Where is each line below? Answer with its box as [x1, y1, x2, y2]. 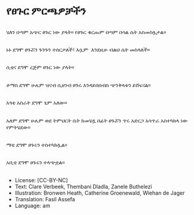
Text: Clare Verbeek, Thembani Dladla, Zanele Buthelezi [14, 183, 152, 190]
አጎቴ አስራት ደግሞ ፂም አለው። [6, 99, 67, 106]
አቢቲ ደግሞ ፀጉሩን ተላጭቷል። [6, 159, 65, 166]
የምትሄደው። [6, 124, 31, 131]
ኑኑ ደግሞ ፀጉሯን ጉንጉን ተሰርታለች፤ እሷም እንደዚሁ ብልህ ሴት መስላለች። [6, 46, 150, 53]
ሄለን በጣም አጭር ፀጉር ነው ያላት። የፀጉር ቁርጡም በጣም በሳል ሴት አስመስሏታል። [6, 28, 167, 35]
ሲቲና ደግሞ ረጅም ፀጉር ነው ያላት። [6, 64, 75, 71]
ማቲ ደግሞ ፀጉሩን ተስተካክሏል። [6, 141, 67, 148]
